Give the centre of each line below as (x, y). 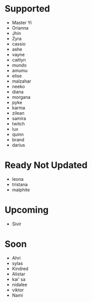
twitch (18, 124)
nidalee (19, 284)
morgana (21, 97)
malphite (21, 190)
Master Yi (22, 23)
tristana (20, 184)
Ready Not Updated (46, 165)
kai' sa (19, 279)
